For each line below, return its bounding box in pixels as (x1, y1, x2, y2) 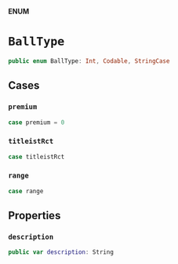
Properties (8, 209, 61, 222)
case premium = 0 (8, 118, 65, 126)
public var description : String (8, 248, 114, 256)
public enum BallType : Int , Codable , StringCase (8, 57, 170, 65)
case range (8, 187, 44, 195)
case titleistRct (8, 152, 65, 160)
